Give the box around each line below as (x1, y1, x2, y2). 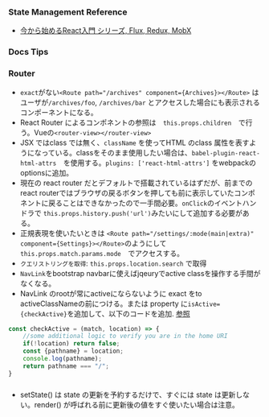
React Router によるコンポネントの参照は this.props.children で (19, 118, 247, 127)
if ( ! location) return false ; (22, 340, 120, 348)
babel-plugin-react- (191, 149, 261, 157)
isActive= (187, 300, 221, 308)
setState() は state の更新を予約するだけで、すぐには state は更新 (19, 390, 236, 399)
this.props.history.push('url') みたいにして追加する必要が (43, 208, 243, 217)
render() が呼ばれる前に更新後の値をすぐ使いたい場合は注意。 (34, 399, 239, 409)
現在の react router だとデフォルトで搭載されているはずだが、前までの (19, 178, 253, 188)
